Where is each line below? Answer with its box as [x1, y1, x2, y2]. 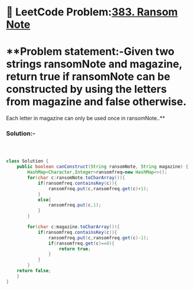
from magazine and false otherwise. [6, 95, 187, 109]
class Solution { [6, 158, 49, 164]
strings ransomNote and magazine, [6, 57, 183, 71]
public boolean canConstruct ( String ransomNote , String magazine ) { [17, 164, 189, 170]
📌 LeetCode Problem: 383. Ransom [6, 5, 178, 19]
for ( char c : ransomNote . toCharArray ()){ [27, 175, 126, 181]
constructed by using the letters [6, 83, 167, 96]
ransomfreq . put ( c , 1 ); [48, 202, 101, 208]
